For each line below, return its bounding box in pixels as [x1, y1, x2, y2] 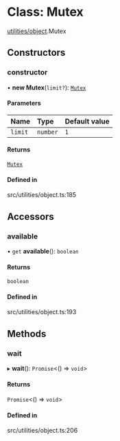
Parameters [7, 99, 41, 107]
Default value [64, 116, 110, 126]
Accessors [7, 211, 55, 223]
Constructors [7, 47, 66, 59]
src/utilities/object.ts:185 [7, 191, 77, 199]
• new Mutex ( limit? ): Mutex [7, 83, 86, 92]
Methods [7, 328, 47, 340]
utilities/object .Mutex [7, 27, 67, 35]
